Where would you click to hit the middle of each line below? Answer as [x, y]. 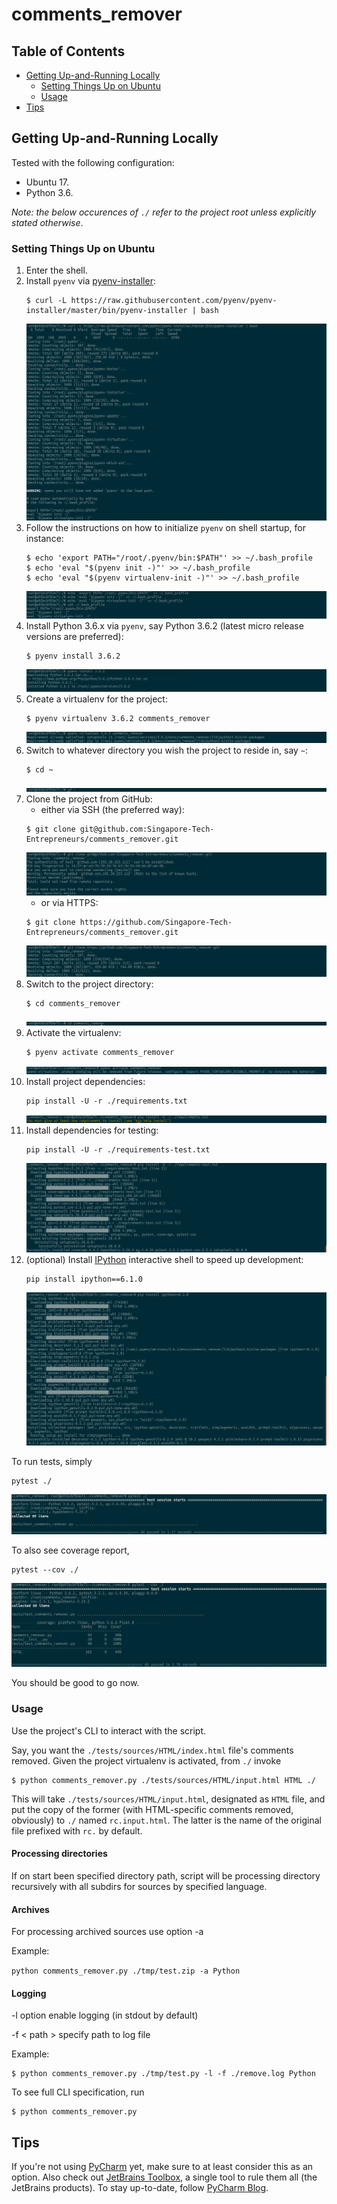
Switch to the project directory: [89, 984]
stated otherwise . [47, 222]
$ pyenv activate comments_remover [100, 1052]
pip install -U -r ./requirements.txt [106, 1101]
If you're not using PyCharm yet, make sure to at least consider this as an [162, 2167]
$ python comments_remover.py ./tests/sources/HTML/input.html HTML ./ [163, 1780]
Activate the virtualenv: [73, 1032]
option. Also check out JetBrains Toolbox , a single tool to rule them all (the [164, 2177]
